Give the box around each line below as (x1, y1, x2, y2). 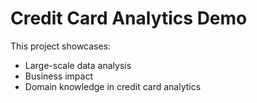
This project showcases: (10, 40, 112, 52)
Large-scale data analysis (24, 59, 132, 71)
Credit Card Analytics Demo (10, 7, 248, 30)
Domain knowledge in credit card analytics (24, 80, 202, 92)
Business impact (24, 70, 93, 82)
